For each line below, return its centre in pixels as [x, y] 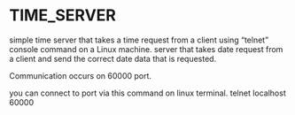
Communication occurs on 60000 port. [81, 75]
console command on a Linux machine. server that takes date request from [146, 49]
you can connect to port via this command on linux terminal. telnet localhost [147, 93]
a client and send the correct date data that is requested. [113, 58]
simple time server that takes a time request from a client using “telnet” [139, 40]
